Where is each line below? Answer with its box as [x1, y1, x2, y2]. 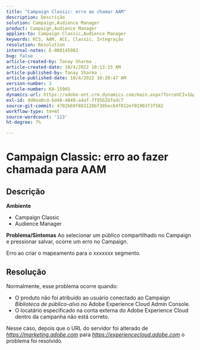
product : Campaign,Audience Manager [6, 25, 97, 32]
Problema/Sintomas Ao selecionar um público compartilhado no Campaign [6, 232, 192, 239]
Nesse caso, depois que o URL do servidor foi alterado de [6, 324, 149, 332]
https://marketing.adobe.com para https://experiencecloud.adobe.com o [6, 331, 185, 338]
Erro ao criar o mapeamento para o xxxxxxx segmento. [6, 249, 141, 257]
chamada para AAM [6, 163, 107, 176]
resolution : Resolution [6, 42, 65, 48]
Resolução [6, 267, 46, 277]
